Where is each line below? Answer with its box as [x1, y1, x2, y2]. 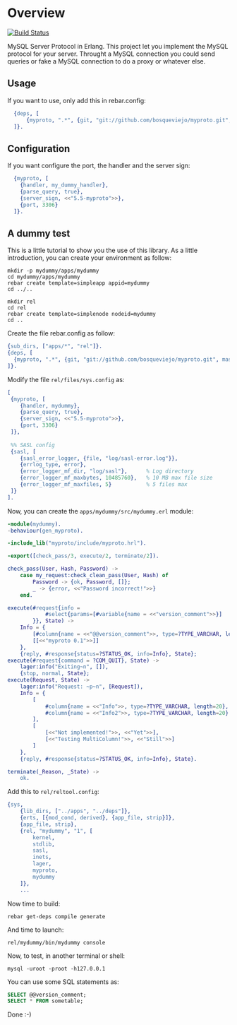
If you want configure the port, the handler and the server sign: [7, 161, 190, 170]
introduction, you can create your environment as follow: [7, 254, 171, 262]
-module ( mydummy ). [7, 521, 61, 528]
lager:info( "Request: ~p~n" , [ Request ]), [20, 683, 143, 690]
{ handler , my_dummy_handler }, [20, 182, 109, 189]
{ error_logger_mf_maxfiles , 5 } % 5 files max [20, 481, 188, 488]
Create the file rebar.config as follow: [7, 329, 115, 338]
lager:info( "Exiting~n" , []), [20, 663, 109, 670]
